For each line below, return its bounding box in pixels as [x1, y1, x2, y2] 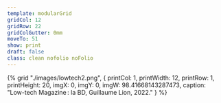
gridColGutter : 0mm [7, 29, 63, 36]
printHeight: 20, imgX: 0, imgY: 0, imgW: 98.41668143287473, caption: [7, 80, 206, 89]
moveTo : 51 [7, 36, 38, 43]
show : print [7, 42, 41, 49]
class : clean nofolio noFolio [7, 55, 94, 62]
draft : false [7, 49, 45, 56]
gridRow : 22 [7, 23, 41, 30]
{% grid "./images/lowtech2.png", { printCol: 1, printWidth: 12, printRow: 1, [7, 73, 215, 82]
